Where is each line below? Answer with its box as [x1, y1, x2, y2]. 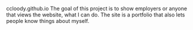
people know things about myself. [6, 18, 90, 24]
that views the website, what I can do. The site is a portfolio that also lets [6, 11, 185, 18]
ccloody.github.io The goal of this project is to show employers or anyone [6, 5, 187, 12]
